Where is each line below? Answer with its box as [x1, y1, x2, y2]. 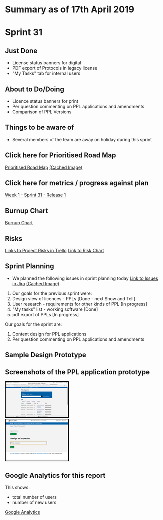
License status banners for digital [12, 60, 81, 66]
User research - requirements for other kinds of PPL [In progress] [12, 301, 147, 307]
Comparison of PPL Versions [12, 109, 72, 115]
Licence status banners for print [12, 98, 79, 104]
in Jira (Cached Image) [12, 280, 60, 286]
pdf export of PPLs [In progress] [12, 311, 79, 317]
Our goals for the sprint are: [5, 321, 62, 327]
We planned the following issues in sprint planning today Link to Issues [12, 275, 158, 281]
